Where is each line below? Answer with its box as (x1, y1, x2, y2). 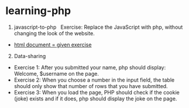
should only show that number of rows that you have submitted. (13, 82, 168, 89)
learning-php (5, 4, 71, 18)
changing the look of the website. (13, 29, 95, 36)
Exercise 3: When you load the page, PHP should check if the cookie (13, 89, 180, 96)
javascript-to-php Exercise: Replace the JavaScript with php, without (13, 23, 183, 31)
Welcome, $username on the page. (13, 70, 99, 77)
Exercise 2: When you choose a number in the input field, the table (13, 76, 175, 83)
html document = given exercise (13, 41, 92, 48)
